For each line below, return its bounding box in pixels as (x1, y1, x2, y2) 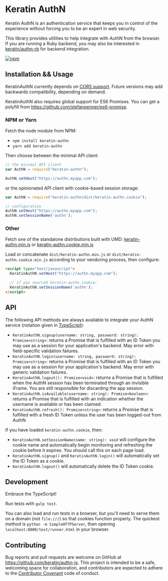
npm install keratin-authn (12, 138, 69, 143)
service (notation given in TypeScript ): (5, 322, 84, 328)
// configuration (5, 204, 42, 209)
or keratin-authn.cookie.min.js (31, 242, 94, 248)
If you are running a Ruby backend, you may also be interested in (5, 40, 139, 46)
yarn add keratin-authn (12, 144, 63, 149)
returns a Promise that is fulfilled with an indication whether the (12, 395, 144, 402)
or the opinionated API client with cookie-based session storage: (5, 185, 139, 191)
